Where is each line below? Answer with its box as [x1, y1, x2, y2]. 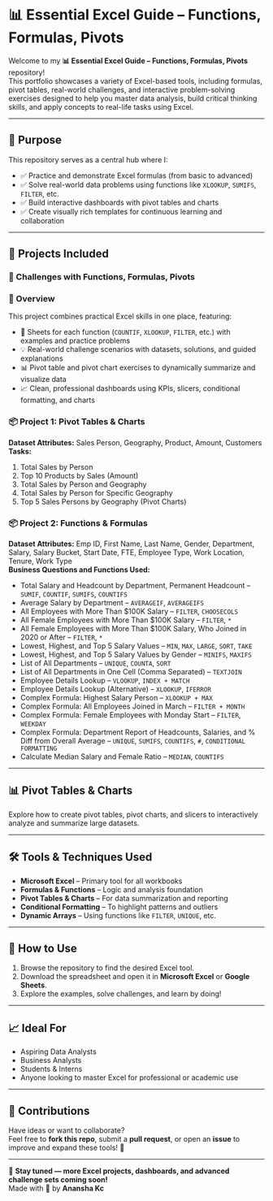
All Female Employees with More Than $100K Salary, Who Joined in [19, 623, 247, 633]
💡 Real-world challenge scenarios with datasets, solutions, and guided [19, 345, 257, 354]
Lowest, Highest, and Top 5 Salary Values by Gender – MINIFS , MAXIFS [19, 649, 252, 659]
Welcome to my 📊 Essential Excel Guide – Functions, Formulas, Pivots [8, 55, 249, 65]
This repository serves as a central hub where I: [8, 154, 168, 164]
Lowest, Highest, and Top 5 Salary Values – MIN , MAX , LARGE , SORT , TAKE [19, 640, 253, 650]
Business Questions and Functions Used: [8, 565, 150, 574]
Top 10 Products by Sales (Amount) [19, 470, 139, 480]
